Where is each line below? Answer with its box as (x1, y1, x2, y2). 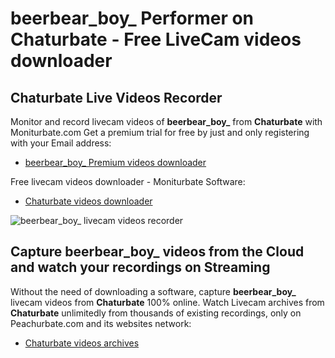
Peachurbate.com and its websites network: (10, 317, 192, 329)
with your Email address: (10, 137, 112, 149)
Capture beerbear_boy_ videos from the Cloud (10, 243, 305, 261)
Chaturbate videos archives (24, 337, 140, 349)
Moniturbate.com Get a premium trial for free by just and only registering (10, 127, 310, 138)
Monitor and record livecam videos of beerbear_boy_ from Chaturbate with (10, 116, 323, 127)
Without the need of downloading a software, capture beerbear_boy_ (10, 285, 297, 297)
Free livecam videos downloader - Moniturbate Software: (10, 176, 246, 187)
